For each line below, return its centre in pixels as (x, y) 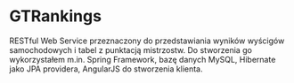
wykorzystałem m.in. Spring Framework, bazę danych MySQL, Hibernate (143, 59)
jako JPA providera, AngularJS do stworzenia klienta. (106, 69)
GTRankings (56, 16)
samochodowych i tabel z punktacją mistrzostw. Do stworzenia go (131, 49)
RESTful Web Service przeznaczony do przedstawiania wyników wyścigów (147, 41)
